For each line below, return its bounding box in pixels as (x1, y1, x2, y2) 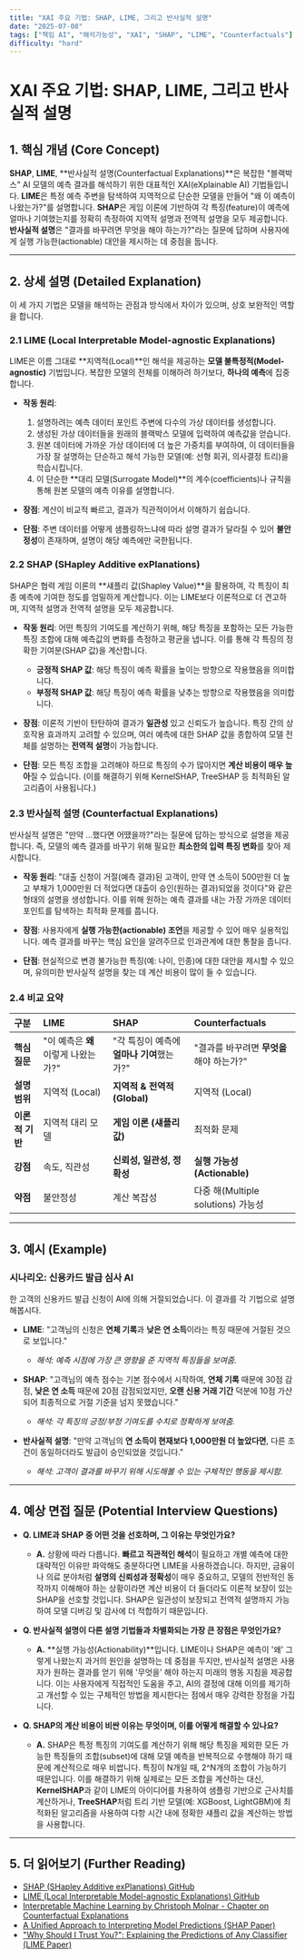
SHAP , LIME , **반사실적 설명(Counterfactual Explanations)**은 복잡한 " (9, 168, 271, 179)
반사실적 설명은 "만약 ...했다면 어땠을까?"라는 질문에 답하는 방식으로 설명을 (9, 829, 273, 840)
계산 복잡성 (113, 1191, 157, 1204)
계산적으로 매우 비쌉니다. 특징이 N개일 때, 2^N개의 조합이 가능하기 (53, 1762, 287, 1773)
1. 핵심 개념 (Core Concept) (9, 142, 161, 157)
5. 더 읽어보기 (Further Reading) (9, 1856, 186, 1872)
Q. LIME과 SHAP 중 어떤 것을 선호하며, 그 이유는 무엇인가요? (22, 1529, 236, 1540)
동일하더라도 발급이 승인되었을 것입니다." (39, 1446, 184, 1457)
